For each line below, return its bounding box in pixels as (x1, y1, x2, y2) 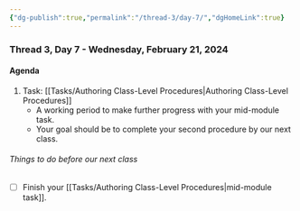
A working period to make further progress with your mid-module (35, 105, 280, 115)
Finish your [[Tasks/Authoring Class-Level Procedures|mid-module (22, 181, 273, 192)
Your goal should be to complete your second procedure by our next (35, 124, 292, 134)
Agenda (9, 65, 40, 77)
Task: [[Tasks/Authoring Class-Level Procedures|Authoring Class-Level (22, 85, 289, 96)
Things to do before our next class (9, 154, 138, 165)
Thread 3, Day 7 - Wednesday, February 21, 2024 (9, 42, 229, 55)
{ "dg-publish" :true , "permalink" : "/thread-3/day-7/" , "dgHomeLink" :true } (9, 13, 285, 23)
